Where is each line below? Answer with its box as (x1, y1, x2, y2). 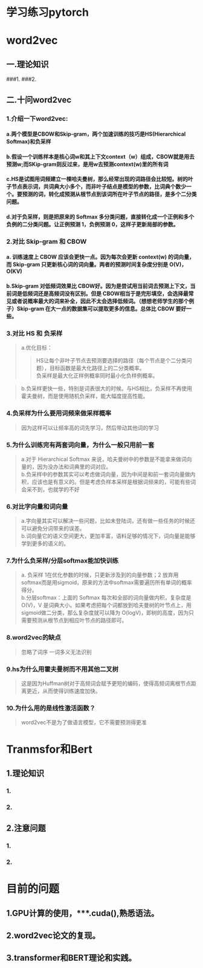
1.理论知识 (6, 768, 45, 778)
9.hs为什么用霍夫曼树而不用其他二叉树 (6, 665, 119, 673)
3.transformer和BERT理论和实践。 (6, 953, 137, 963)
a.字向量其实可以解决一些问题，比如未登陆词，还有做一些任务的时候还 (21, 517, 195, 525)
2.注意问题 (6, 823, 47, 834)
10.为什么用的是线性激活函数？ (6, 704, 95, 712)
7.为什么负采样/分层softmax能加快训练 (6, 557, 119, 565)
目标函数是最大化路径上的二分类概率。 (49, 364, 145, 372)
